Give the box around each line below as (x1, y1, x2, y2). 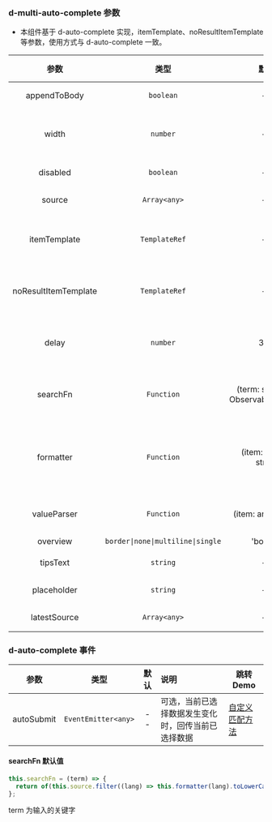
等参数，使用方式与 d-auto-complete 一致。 (19, 37, 167, 47)
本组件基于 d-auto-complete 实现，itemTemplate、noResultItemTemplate (19, 27, 264, 37)
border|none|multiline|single (104, 537, 222, 546)
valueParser (32, 508, 79, 520)
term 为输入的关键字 (8, 805, 76, 816)
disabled (38, 167, 71, 178)
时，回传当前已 (160, 720, 218, 731)
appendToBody (25, 90, 84, 101)
